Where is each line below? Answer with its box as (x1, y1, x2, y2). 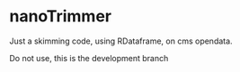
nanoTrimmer (9, 6, 112, 27)
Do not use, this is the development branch (9, 52, 169, 63)
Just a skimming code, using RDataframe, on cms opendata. (9, 36, 233, 46)
